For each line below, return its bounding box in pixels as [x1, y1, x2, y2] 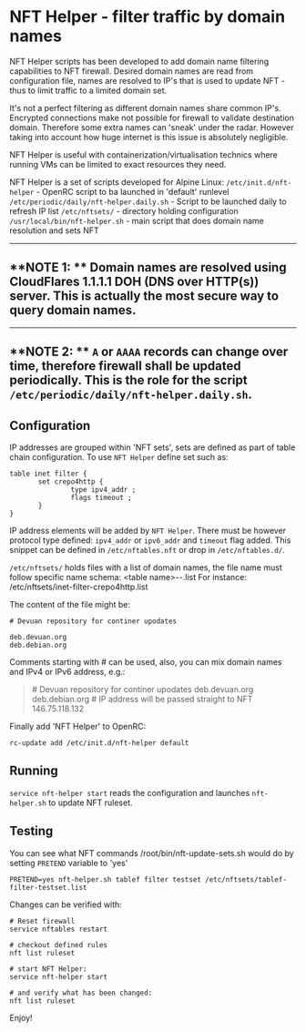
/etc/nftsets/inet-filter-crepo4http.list [9, 581, 148, 592]
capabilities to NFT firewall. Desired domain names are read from [9, 66, 253, 77]
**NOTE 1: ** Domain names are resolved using [9, 260, 287, 275]
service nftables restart [9, 925, 107, 934]
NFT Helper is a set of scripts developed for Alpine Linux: [9, 176, 225, 188]
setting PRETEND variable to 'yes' [9, 857, 128, 868]
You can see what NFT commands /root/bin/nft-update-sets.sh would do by [9, 847, 294, 858]
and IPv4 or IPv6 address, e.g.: [9, 666, 126, 677]
